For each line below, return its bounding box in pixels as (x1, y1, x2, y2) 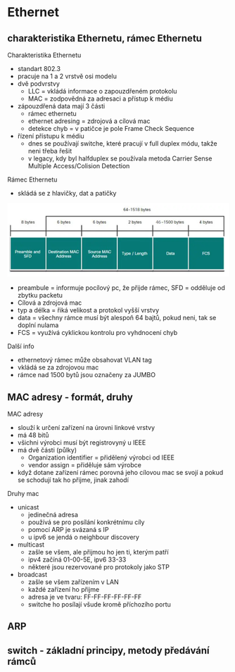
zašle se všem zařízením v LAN (27, 578, 120, 586)
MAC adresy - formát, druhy (7, 391, 134, 403)
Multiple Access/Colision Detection (27, 162, 130, 170)
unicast (17, 502, 39, 511)
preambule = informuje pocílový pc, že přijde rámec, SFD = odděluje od (17, 284, 225, 292)
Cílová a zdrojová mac (17, 298, 82, 307)
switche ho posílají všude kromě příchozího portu (27, 600, 171, 609)
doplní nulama (17, 321, 59, 329)
